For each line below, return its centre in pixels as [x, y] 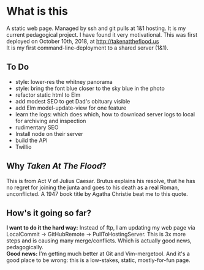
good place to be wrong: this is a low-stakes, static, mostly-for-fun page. [99, 260]
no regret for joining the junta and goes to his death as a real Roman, [93, 187]
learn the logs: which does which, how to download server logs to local [105, 114]
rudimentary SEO [37, 127]
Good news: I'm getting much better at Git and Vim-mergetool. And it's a [98, 254]
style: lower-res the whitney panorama [64, 81]
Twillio [23, 147]
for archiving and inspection [51, 121]
